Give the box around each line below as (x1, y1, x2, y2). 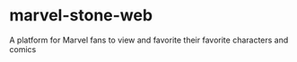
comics (9, 43, 37, 54)
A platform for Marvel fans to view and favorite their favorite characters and (9, 35, 289, 45)
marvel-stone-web (9, 5, 153, 26)
